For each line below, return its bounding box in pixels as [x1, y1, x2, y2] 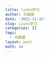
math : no [5, 44, 23, 49]
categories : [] [5, 26, 37, 31]
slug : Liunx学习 [5, 21, 37, 26]
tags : [5, 30, 16, 35]
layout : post [5, 40, 32, 45]
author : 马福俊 [5, 12, 34, 17]
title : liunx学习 [5, 7, 40, 12]
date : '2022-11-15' [5, 16, 46, 21]
